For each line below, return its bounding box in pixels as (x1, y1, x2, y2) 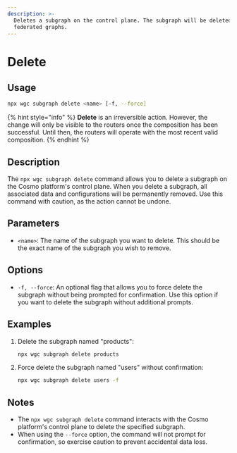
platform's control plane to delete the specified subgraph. (17, 423, 186, 431)
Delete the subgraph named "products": (17, 337, 134, 345)
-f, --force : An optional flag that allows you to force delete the (17, 283, 203, 291)
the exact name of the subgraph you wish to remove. (17, 244, 171, 252)
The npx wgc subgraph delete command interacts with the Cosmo (17, 415, 209, 423)
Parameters (7, 218, 60, 230)
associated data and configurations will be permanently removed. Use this (7, 190, 224, 198)
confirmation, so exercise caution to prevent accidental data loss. (17, 438, 208, 446)
